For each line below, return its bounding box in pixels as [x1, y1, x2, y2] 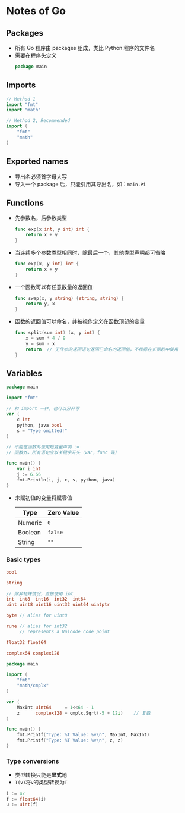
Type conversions [6, 757, 59, 765]
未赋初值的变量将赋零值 [14, 494, 72, 501]
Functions [6, 198, 44, 208]
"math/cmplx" [17, 683, 49, 689]
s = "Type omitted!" [17, 427, 68, 434]
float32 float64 [6, 639, 46, 645]
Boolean [17, 528, 42, 536]
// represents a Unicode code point [19, 628, 110, 634]
